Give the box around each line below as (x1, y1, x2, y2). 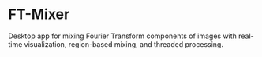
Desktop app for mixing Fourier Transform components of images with (8, 31, 237, 41)
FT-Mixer (8, 5, 70, 23)
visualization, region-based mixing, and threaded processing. (24, 39, 223, 48)
